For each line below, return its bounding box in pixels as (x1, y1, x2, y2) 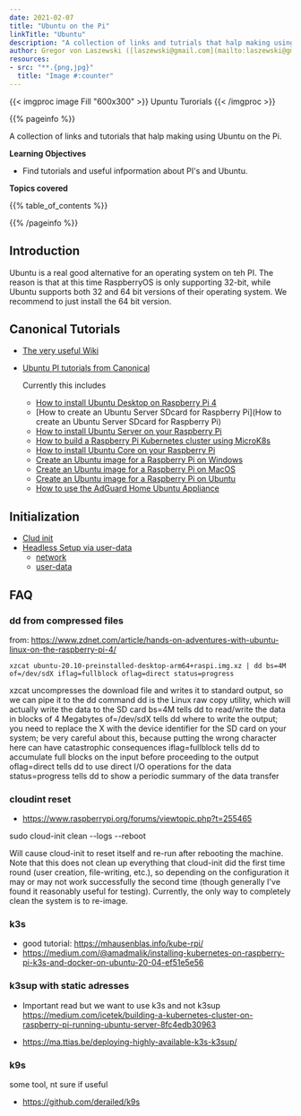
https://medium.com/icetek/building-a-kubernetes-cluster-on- (21, 1009, 254, 1020)
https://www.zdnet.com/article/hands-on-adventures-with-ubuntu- (30, 634, 279, 645)
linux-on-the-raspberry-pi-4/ (9, 644, 116, 655)
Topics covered (9, 183, 69, 193)
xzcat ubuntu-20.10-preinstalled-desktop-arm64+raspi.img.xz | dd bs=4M (9, 661, 287, 670)
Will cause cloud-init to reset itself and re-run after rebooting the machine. (9, 848, 284, 859)
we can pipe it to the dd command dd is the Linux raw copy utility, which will (9, 694, 291, 705)
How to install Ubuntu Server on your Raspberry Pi (35, 426, 222, 437)
